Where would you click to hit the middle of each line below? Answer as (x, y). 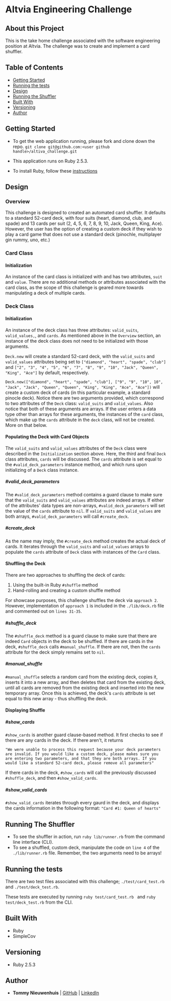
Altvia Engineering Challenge (69, 9)
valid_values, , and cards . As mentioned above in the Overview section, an (83, 335)
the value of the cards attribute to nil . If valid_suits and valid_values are (83, 511)
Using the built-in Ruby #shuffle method (55, 585)
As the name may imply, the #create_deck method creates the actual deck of (86, 541)
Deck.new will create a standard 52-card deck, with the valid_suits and (80, 356)
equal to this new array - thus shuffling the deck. (56, 698)
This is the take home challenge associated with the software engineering (83, 40)
